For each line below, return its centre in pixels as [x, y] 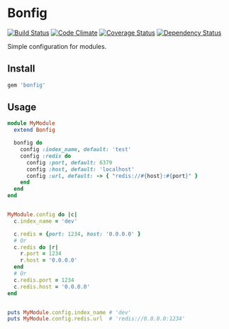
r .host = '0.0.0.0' [49, 260]
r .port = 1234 [41, 254]
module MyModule [31, 123]
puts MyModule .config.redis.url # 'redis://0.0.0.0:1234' [96, 319]
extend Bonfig [34, 130]
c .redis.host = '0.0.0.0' [52, 286]
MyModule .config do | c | [43, 215]
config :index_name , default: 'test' [76, 150]
